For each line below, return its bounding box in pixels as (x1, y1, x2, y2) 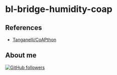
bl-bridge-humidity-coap (5, 3, 113, 15)
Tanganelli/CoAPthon (12, 36, 57, 42)
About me (5, 51, 37, 59)
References (5, 23, 42, 32)
